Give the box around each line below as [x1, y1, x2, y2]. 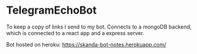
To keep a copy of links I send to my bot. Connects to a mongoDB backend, [6, 23, 192, 30]
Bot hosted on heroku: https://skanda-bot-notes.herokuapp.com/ [6, 41, 167, 48]
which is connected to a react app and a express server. [6, 29, 144, 36]
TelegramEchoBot [6, 4, 97, 17]
